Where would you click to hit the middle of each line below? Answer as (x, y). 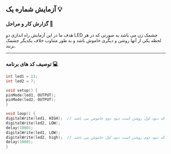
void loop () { (21, 114)
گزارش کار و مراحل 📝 (29, 24)
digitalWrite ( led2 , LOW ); (33, 123)
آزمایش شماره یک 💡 (34, 9)
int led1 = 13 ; (22, 76)
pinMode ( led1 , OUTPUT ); (31, 95)
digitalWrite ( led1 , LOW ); (33, 133)
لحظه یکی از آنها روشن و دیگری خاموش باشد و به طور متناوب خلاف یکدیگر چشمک (84, 40)
